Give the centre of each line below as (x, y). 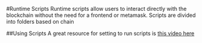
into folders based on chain (40, 21)
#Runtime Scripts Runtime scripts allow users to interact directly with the (96, 9)
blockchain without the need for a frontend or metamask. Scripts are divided (101, 15)
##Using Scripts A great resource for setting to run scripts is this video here (100, 33)
